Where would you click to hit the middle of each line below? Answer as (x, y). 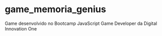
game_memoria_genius (55, 9)
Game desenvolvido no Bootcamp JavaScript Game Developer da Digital (81, 23)
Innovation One (21, 28)
